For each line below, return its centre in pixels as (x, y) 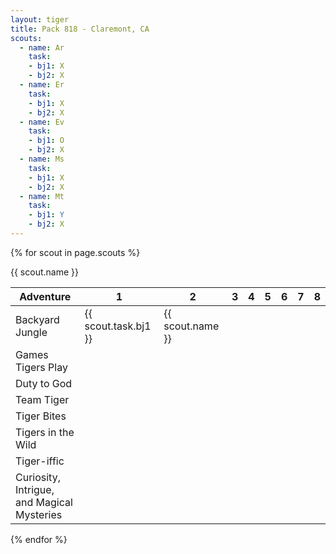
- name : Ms (42, 159)
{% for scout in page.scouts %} (75, 252)
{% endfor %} (39, 539)
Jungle (31, 332)
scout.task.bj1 (118, 326)
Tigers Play (41, 367)
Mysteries (39, 514)
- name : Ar (42, 47)
